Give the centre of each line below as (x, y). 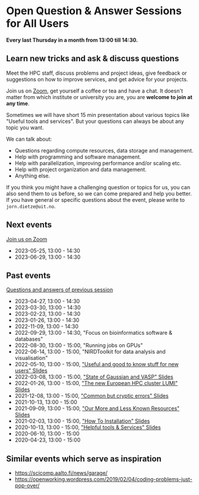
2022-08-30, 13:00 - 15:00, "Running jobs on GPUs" (79, 345)
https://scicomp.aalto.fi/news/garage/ (61, 473)
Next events (29, 225)
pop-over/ (27, 486)
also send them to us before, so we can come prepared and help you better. (99, 193)
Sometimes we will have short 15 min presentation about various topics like (98, 115)
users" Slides (31, 371)
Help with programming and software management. (78, 157)
